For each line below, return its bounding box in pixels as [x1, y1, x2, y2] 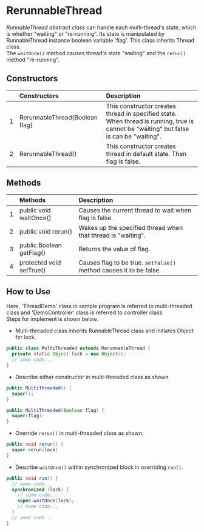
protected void [19, 258, 61, 267]
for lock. [15, 334, 36, 341]
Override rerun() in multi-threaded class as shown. [15, 429, 144, 437]
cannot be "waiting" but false [106, 124, 189, 133]
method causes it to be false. [78, 266, 161, 274]
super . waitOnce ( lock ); [17, 498, 75, 504]
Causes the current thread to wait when [78, 206, 192, 214]
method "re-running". [6, 56, 60, 63]
